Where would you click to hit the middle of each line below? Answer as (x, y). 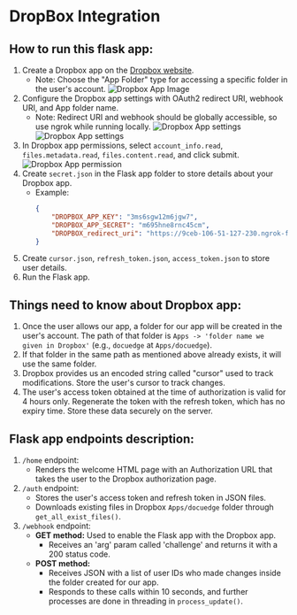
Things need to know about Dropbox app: (126, 305)
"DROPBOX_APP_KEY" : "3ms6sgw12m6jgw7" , (125, 217)
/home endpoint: (50, 460)
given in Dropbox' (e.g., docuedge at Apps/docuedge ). (117, 345)
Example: (52, 192)
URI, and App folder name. (70, 108)
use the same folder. (59, 364)
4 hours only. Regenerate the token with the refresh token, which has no (153, 402)
